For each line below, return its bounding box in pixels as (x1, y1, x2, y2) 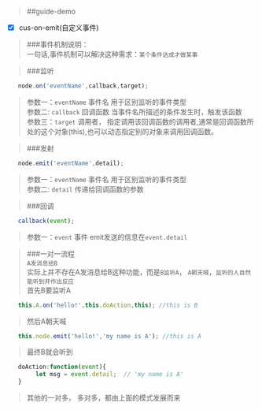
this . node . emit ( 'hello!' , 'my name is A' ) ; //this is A (17, 332, 201, 340)
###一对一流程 (26, 248, 76, 259)
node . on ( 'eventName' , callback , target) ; (17, 82, 149, 90)
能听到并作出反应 (26, 278, 74, 285)
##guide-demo (26, 7, 76, 16)
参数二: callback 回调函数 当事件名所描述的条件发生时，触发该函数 (26, 106, 242, 117)
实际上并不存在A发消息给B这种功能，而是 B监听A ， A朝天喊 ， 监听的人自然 (26, 267, 251, 277)
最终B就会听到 (26, 347, 73, 357)
